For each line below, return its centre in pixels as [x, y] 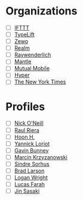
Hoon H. [24, 137]
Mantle [23, 62]
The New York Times [40, 82]
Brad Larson [29, 171]
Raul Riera [27, 130]
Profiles [25, 107]
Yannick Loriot [32, 144]
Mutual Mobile [32, 68]
